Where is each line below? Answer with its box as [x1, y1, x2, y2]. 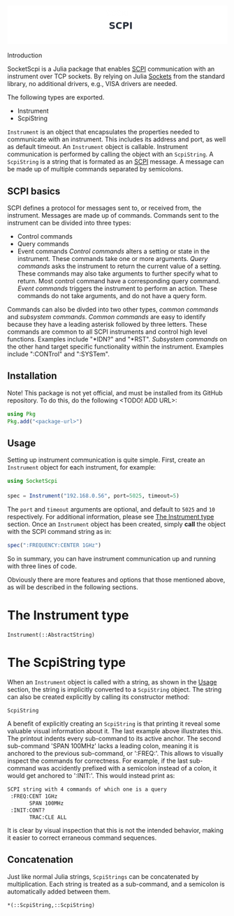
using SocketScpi [7, 478, 58, 485]
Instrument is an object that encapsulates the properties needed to [7, 128, 200, 136]
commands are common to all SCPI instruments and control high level [7, 327, 207, 336]
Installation [7, 370, 57, 382]
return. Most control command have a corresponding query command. [17, 277, 221, 285]
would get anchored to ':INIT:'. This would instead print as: [7, 771, 175, 780]
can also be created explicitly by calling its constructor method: [7, 692, 190, 701]
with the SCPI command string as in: [7, 528, 112, 535]
